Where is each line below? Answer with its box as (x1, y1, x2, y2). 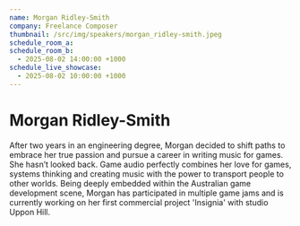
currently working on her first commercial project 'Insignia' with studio (9, 196, 269, 207)
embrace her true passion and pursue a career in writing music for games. (9, 149, 284, 160)
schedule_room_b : (9, 47, 74, 56)
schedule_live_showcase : (9, 64, 102, 73)
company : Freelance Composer (9, 22, 118, 30)
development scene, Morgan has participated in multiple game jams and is (9, 187, 284, 198)
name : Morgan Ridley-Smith (9, 13, 110, 22)
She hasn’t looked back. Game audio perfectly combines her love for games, (9, 159, 292, 169)
